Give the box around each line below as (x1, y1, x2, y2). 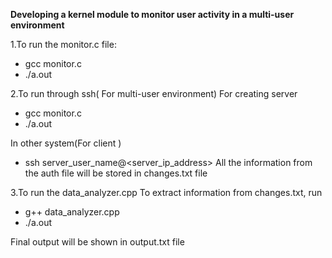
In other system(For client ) (10, 137, 122, 149)
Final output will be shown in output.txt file (10, 236, 185, 248)
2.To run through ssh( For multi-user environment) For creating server (10, 88, 298, 99)
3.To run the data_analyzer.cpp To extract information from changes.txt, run (10, 187, 323, 198)
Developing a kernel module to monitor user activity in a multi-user (10, 9, 295, 20)
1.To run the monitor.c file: (10, 39, 117, 50)
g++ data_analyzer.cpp (24, 206, 120, 218)
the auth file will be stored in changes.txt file (24, 167, 208, 179)
